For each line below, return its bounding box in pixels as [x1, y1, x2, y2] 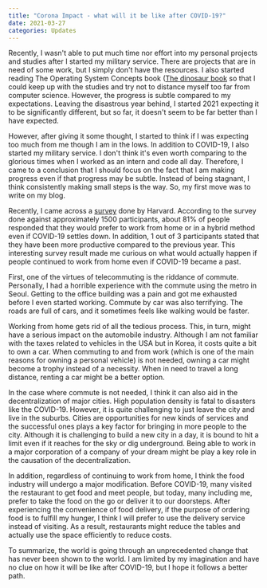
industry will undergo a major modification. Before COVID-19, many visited [8, 480, 253, 489]
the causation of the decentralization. [8, 456, 132, 465]
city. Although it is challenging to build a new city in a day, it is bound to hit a [8, 430, 259, 440]
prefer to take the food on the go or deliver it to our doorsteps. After [8, 496, 231, 506]
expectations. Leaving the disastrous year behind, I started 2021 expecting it [8, 99, 259, 108]
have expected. [8, 116, 60, 126]
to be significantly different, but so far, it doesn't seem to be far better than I [8, 108, 257, 117]
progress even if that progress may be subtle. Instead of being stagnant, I [8, 174, 249, 183]
